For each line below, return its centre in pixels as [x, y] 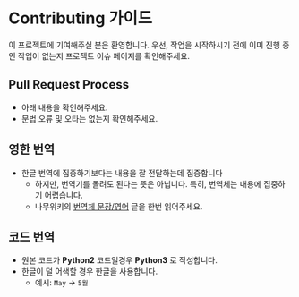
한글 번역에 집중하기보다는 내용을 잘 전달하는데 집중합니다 [122, 173]
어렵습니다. [64, 195]
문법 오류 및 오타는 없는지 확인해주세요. [90, 118]
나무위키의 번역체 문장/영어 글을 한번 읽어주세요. [119, 206]
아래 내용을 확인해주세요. [64, 107]
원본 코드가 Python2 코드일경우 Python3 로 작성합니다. [120, 260]
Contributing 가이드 [81, 18]
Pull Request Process [69, 85]
